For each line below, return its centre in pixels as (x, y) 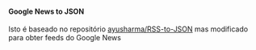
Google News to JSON (46, 11)
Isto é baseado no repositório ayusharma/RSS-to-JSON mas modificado (128, 29)
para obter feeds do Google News (65, 38)
